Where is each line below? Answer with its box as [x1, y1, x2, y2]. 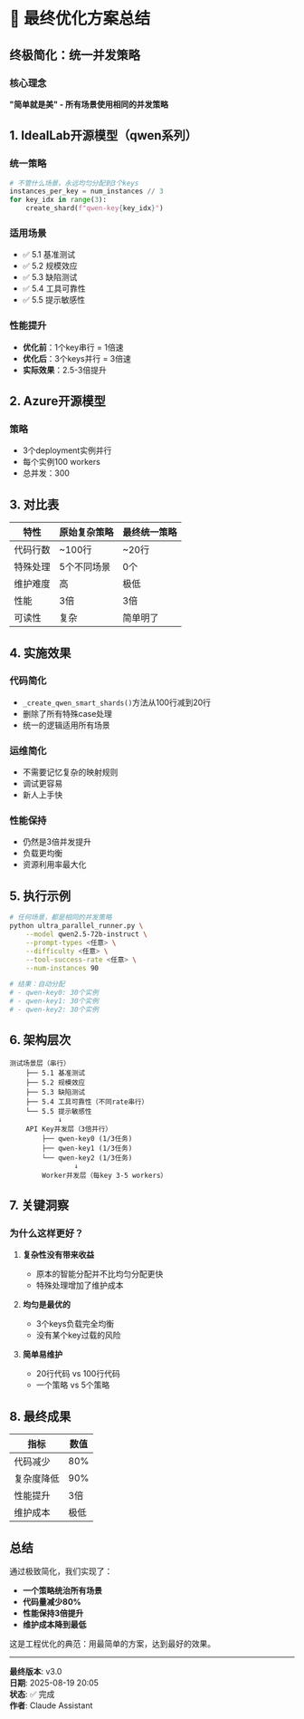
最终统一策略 [122, 526, 178, 539]
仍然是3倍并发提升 [22, 836, 92, 847]
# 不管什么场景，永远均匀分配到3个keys [9, 179, 139, 188]
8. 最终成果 [9, 1408, 71, 1424]
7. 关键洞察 [9, 1198, 70, 1213]
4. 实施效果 [9, 645, 71, 661]
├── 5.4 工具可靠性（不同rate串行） [25, 1097, 149, 1106]
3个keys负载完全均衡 [35, 1318, 115, 1329]
